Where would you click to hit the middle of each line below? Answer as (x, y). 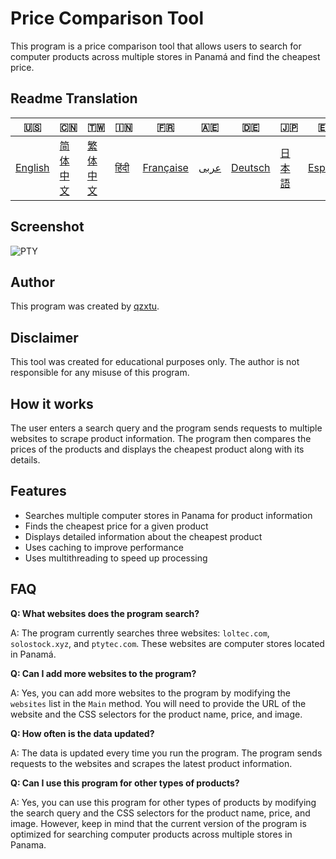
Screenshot (47, 227)
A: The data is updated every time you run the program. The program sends (166, 753)
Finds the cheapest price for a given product (116, 526)
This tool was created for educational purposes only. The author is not (155, 362)
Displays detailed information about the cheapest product (143, 536)
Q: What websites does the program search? (105, 613)
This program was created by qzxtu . (85, 306)
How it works (52, 403)
